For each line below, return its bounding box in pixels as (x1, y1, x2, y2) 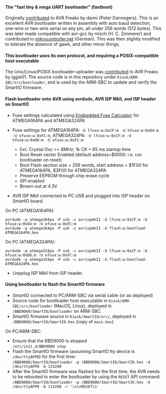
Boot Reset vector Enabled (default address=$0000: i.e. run (19, 151, 142, 157)
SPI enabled (19, 178, 45, 184)
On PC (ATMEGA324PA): (5, 239, 56, 245)
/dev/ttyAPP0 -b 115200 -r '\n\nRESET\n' (12, 384, 99, 389)
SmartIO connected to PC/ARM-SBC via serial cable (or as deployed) (12, 292, 153, 298)
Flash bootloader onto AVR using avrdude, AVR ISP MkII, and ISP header (5, 96, 156, 101)
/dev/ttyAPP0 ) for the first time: (12, 353, 76, 359)
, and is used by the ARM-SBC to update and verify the (45, 79, 157, 85)
